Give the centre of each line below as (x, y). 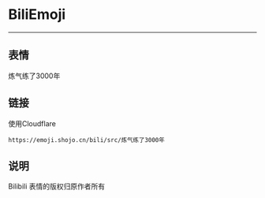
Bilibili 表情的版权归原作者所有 (57, 186)
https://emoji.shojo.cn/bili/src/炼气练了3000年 (87, 140)
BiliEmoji (37, 15)
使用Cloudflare (32, 123)
